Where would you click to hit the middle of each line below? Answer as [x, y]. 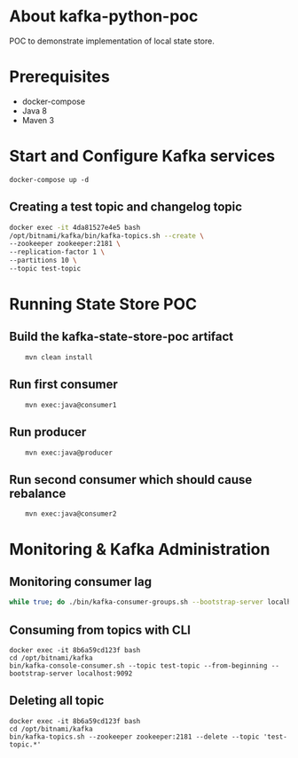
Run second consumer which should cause [131, 480]
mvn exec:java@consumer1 [71, 405]
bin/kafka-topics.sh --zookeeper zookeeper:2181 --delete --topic [134, 737]
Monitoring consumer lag [81, 582]
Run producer [48, 432]
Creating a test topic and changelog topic [125, 207]
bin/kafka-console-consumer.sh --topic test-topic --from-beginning [138, 666]
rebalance [38, 493]
